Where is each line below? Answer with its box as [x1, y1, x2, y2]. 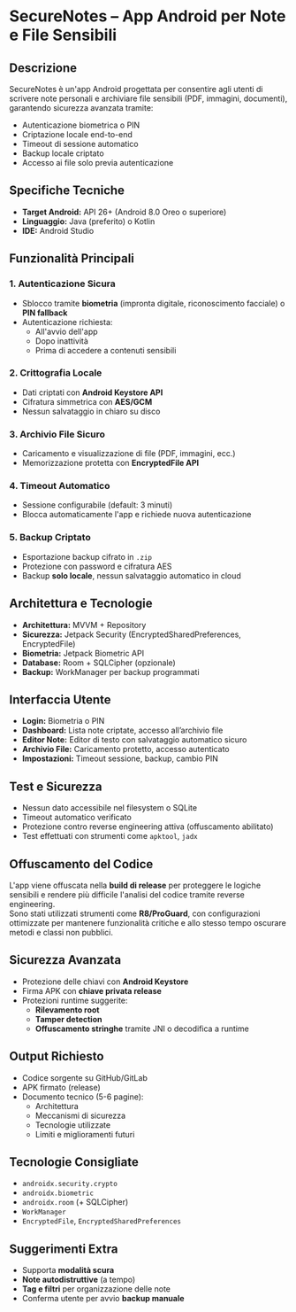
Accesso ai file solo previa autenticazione [21, 158, 174, 167]
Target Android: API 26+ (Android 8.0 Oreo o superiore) [21, 206, 227, 217]
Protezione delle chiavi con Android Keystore [21, 976, 189, 987]
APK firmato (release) [21, 1082, 102, 1092]
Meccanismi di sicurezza [34, 1110, 126, 1121]
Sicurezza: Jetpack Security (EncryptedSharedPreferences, [21, 629, 241, 640]
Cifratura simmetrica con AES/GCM [21, 396, 153, 407]
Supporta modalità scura [21, 1265, 115, 1276]
